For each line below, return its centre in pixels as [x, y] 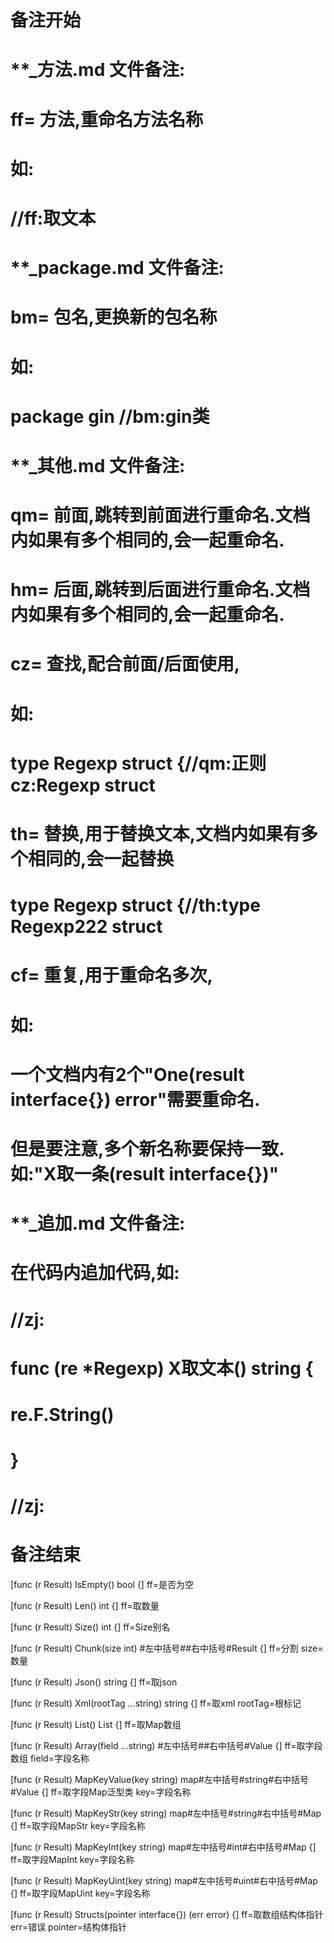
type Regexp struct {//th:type [135, 905]
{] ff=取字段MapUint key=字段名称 [80, 1893]
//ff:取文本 [53, 218]
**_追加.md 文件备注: [98, 1223]
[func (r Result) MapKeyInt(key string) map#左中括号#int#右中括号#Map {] [163, 1847]
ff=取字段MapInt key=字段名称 [72, 1860]
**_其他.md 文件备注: [98, 465]
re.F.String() [62, 1414]
